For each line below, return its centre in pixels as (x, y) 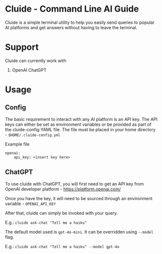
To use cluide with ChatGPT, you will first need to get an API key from (74, 184)
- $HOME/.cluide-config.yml (33, 135)
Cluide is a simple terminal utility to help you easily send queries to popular (80, 22)
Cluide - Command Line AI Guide (72, 9)
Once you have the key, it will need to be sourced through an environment (79, 198)
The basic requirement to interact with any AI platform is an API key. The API (81, 119)
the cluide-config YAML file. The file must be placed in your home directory (81, 129)
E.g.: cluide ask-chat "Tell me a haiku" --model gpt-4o (62, 246)
